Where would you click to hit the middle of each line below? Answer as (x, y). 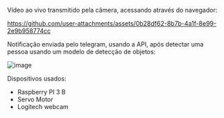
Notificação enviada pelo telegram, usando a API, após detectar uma (105, 44)
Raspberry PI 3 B (41, 92)
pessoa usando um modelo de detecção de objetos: (81, 52)
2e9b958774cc (29, 31)
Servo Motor (35, 99)
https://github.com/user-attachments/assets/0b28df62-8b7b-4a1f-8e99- (112, 23)
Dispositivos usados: (37, 78)
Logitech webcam (43, 107)
